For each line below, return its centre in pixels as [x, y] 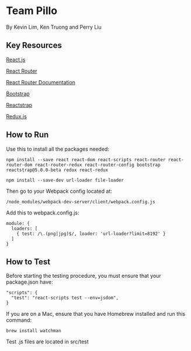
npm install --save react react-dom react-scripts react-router [86, 159]
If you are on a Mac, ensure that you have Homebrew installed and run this [96, 314]
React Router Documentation [41, 82]
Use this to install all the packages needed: [58, 149]
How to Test [28, 262]
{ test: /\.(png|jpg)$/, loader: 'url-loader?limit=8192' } [91, 234]
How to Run [27, 135]
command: [19, 320]
